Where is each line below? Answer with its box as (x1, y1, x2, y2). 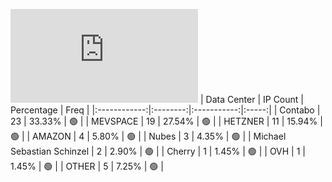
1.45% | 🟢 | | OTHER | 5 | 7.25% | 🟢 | (10, 160, 164, 172)
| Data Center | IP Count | (199, 94, 304, 105)
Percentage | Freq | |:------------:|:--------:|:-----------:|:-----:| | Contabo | (10, 104, 321, 116)
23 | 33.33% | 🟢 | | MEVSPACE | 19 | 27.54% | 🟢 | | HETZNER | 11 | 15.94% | (10, 115, 323, 127)
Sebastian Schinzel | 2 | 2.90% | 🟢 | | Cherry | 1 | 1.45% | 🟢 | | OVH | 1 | (10, 145, 306, 157)
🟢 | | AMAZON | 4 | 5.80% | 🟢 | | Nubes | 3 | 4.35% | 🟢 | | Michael (10, 130, 287, 142)
